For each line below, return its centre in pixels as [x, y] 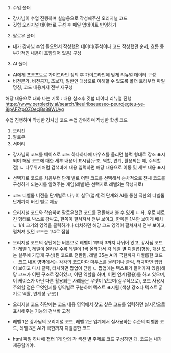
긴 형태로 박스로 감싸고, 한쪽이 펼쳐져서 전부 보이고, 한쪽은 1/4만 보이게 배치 [88, 219]
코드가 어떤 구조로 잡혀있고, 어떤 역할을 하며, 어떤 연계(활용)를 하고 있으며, [92, 274]
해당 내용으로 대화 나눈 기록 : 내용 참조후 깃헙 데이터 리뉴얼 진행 [68, 98]
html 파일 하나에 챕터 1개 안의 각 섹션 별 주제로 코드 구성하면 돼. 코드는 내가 [87, 339]
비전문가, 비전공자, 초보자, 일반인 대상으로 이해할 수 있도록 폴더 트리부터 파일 [89, 81]
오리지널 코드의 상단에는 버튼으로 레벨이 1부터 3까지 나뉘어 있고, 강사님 [83, 242]
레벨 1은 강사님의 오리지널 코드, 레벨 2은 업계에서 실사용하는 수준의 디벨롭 [86, 322]
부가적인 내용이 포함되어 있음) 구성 [47, 53]
